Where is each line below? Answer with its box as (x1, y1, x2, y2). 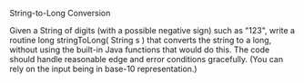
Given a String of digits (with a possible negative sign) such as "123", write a (9, 25, 296, 35)
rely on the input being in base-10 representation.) (9, 63, 198, 74)
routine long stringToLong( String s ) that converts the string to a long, (9, 35, 272, 45)
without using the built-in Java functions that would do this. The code (9, 44, 270, 55)
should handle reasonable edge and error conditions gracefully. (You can (9, 54, 284, 64)
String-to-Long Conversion (9, 8, 111, 18)
